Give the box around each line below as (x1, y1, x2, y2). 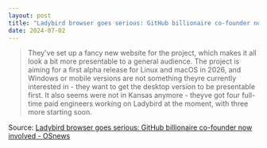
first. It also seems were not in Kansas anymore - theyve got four (27, 91, 241, 100)
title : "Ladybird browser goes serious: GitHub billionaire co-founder (8, 19, 250, 27)
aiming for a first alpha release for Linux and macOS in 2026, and (27, 65, 242, 75)
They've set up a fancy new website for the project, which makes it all (27, 49, 257, 58)
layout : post (8, 11, 52, 20)
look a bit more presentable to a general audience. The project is (27, 56, 240, 66)
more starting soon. (27, 107, 93, 117)
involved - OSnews (8, 131, 71, 141)
